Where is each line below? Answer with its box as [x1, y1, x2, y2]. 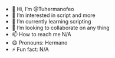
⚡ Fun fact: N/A [11, 46, 49, 53]
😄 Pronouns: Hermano [11, 39, 68, 46]
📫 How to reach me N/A [11, 31, 72, 37]
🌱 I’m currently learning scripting [11, 18, 91, 25]
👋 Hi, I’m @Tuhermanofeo [11, 6, 74, 12]
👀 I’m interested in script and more [11, 12, 96, 19]
